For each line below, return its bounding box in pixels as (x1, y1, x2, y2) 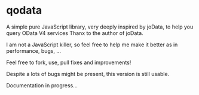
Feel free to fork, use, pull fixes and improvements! (6, 59, 131, 66)
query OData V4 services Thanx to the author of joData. (6, 29, 143, 36)
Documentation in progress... (6, 81, 78, 89)
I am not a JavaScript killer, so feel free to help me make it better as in (6, 41, 178, 48)
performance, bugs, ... (6, 47, 62, 54)
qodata (6, 4, 42, 17)
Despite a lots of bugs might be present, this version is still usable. (6, 70, 170, 77)
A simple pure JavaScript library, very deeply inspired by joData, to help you (6, 23, 194, 30)
